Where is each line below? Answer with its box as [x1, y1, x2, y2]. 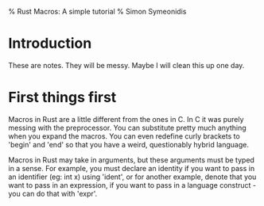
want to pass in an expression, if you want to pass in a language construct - [8, 180, 257, 189]
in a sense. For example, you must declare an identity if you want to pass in [8, 163, 255, 173]
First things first [8, 89, 117, 106]
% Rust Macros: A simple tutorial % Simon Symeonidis [8, 7, 187, 16]
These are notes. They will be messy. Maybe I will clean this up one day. [8, 60, 245, 70]
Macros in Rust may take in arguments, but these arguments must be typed [8, 154, 254, 165]
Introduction [8, 35, 92, 52]
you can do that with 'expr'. [8, 189, 98, 198]
